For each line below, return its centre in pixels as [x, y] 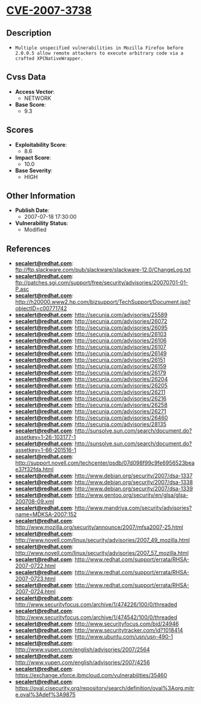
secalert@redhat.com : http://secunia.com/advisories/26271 [91, 411]
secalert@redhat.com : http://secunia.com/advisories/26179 [91, 373]
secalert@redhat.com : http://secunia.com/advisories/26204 [91, 379]
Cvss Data [26, 77]
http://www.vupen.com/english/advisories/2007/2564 [82, 649]
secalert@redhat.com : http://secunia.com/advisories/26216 [91, 399]
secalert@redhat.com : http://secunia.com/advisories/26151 [90, 360]
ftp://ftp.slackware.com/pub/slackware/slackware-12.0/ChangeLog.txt [103, 270]
